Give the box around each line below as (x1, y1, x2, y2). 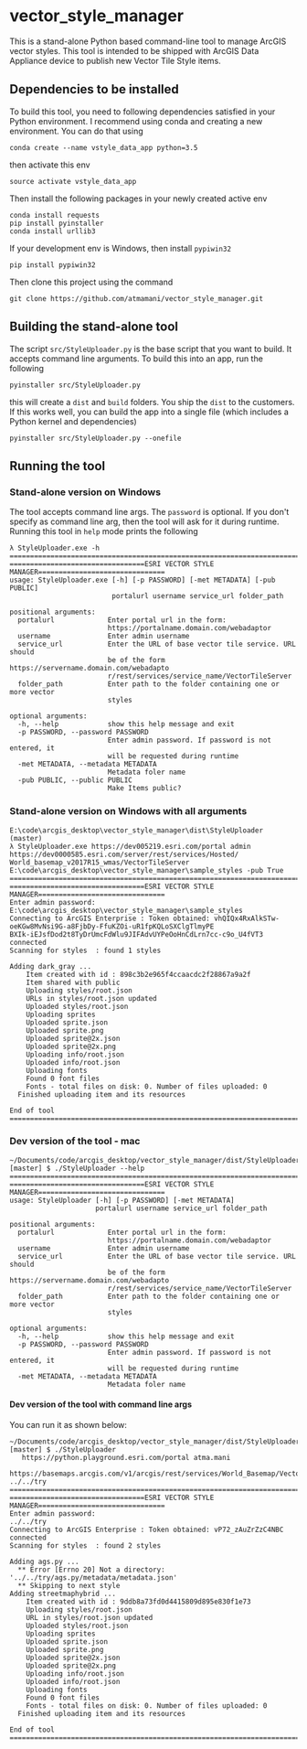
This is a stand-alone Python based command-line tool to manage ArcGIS (9, 36, 287, 47)
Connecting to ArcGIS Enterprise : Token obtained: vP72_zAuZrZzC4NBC (9, 1525, 284, 1535)
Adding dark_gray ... (9, 961, 92, 971)
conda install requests (9, 210, 101, 220)
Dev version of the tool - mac (9, 1135, 141, 1148)
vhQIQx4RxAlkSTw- (213, 914, 281, 923)
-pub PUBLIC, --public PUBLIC (17, 776, 132, 785)
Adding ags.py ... (9, 1557, 79, 1567)
